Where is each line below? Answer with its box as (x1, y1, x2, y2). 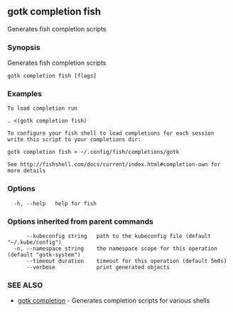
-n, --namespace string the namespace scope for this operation (13, 245, 218, 252)
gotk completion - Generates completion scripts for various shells (17, 296, 210, 305)
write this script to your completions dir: (7, 136, 141, 143)
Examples (7, 89, 43, 99)
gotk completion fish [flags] (7, 73, 97, 80)
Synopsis (7, 42, 40, 52)
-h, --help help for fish (13, 199, 97, 207)
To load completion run (7, 105, 78, 113)
